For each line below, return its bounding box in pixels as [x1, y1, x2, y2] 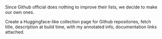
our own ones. [5, 9, 35, 15]
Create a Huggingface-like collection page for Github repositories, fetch [5, 19, 152, 24]
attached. [5, 29, 25, 35]
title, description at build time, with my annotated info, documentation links [5, 24, 157, 30]
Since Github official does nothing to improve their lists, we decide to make [5, 4, 158, 10]
